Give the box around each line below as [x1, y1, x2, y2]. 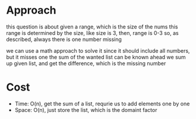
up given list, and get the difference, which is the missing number [6, 60, 166, 67]
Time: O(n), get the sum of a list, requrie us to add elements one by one [14, 100, 190, 107]
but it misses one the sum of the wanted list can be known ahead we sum [6, 53, 186, 60]
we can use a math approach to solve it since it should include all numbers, [6, 47, 190, 54]
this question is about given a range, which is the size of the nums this [6, 23, 178, 30]
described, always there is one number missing [6, 36, 122, 43]
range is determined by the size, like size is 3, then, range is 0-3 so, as [6, 29, 179, 36]
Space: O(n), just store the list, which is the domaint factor [14, 106, 157, 113]
